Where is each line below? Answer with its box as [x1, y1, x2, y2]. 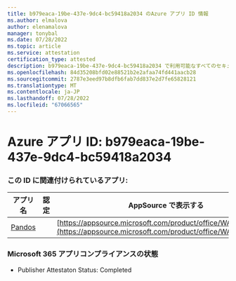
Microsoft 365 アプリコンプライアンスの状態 [7, 249, 159, 259]
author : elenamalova [7, 23, 68, 30]
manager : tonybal [7, 29, 58, 37]
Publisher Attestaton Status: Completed [17, 266, 132, 274]
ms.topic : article [7, 43, 61, 50]
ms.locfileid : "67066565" [7, 102, 83, 109]
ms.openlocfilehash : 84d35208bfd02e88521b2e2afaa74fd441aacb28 [7, 69, 197, 76]
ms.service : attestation [7, 50, 80, 57]
